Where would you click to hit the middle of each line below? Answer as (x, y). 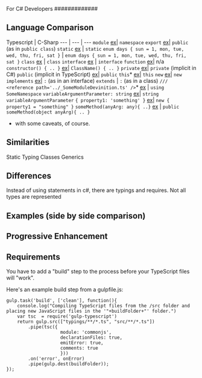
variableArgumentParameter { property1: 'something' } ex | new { (88, 100)
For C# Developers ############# (52, 9)
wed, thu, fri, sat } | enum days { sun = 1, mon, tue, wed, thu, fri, (96, 55)
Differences (29, 176)
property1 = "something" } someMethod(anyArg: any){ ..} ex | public (93, 106)
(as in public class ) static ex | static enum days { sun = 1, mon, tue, (95, 48)
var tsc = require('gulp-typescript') (67, 316)
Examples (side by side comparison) (76, 216)
